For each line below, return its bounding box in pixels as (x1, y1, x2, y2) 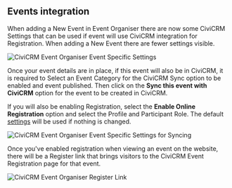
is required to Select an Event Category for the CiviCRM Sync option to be (7, 74, 221, 82)
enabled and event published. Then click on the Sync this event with (7, 81, 207, 90)
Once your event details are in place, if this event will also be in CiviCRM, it (7, 66, 224, 74)
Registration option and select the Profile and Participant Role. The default (7, 109, 224, 118)
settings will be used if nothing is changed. (7, 117, 131, 126)
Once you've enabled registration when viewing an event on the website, (7, 144, 219, 153)
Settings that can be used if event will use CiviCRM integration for (7, 32, 198, 40)
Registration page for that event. (7, 159, 101, 168)
